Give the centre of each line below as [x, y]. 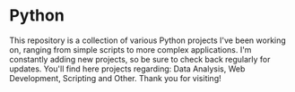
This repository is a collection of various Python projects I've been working [148, 40]
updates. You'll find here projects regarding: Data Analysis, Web [127, 69]
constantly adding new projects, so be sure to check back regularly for [140, 59]
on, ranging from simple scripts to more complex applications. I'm [130, 49]
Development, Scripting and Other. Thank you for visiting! [115, 78]
